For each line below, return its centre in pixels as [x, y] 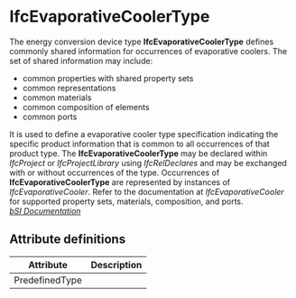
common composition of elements [86, 107]
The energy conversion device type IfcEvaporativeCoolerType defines [142, 42]
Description [116, 265]
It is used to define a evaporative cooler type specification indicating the [144, 134]
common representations [69, 88]
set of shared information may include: [81, 61]
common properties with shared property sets [108, 78]
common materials [57, 98]
